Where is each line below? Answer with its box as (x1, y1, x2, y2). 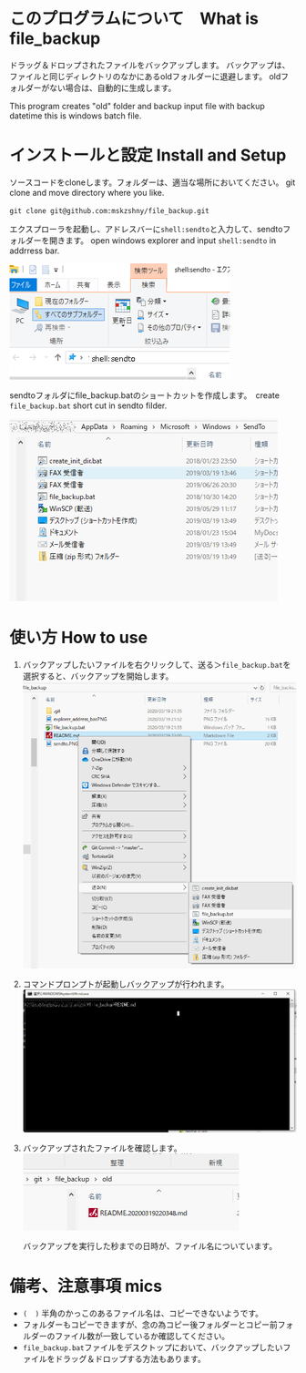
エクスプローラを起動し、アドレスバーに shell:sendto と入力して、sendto (9, 223, 283, 234)
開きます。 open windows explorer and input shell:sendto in (48, 234, 276, 246)
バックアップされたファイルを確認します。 (22, 1142, 182, 1153)
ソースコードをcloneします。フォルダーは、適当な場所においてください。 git (9, 177, 296, 188)
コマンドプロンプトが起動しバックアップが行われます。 (22, 979, 229, 989)
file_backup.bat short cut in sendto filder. (9, 400, 168, 411)
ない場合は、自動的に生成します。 (48, 82, 177, 93)
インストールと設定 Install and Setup (9, 145, 287, 166)
